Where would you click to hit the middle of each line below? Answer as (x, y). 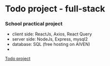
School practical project (34, 24)
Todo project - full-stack (55, 9)
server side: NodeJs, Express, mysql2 (50, 39)
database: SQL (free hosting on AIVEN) (51, 44)
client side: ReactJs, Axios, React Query (52, 34)
